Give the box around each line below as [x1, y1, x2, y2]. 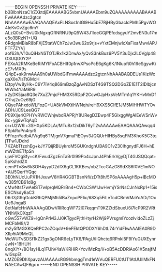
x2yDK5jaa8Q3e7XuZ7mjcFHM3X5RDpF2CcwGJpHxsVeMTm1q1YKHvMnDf [5, 92, 156, 97]
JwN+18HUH [5, 241, 31, 247]
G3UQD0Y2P [5, 56, 31, 61]
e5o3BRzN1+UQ [5, 35, 38, 41]
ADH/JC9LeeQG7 [5, 107, 40, 113]
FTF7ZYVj [5, 46, 25, 51]
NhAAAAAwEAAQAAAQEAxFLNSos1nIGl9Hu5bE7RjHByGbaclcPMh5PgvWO [5, 19, 156, 25]
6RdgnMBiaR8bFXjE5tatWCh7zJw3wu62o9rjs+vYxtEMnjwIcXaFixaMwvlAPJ [5, 40, 157, 46]
